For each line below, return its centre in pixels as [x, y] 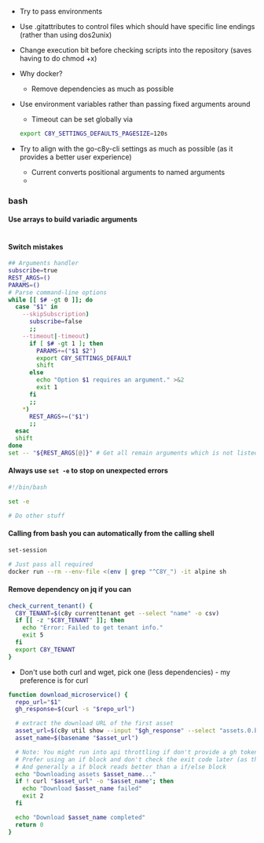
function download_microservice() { [68, 695]
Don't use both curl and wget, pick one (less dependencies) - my [125, 672]
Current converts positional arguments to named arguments [128, 172]
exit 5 [33, 635]
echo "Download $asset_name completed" [81, 817]
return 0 [29, 825]
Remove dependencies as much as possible [103, 89]
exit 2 [33, 796]
